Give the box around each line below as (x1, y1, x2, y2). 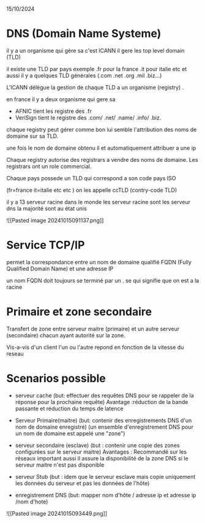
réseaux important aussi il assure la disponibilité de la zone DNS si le (15, 454, 188, 462)
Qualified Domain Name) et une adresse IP (6, 265, 114, 272)
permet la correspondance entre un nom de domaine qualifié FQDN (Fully (6, 258, 192, 265)
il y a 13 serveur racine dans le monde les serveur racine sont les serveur (6, 198, 191, 205)
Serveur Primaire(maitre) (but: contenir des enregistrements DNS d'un (15, 416, 192, 424)
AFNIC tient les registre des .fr (15, 107, 92, 115)
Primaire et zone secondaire (6, 305, 152, 319)
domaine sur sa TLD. (6, 132, 59, 140)
